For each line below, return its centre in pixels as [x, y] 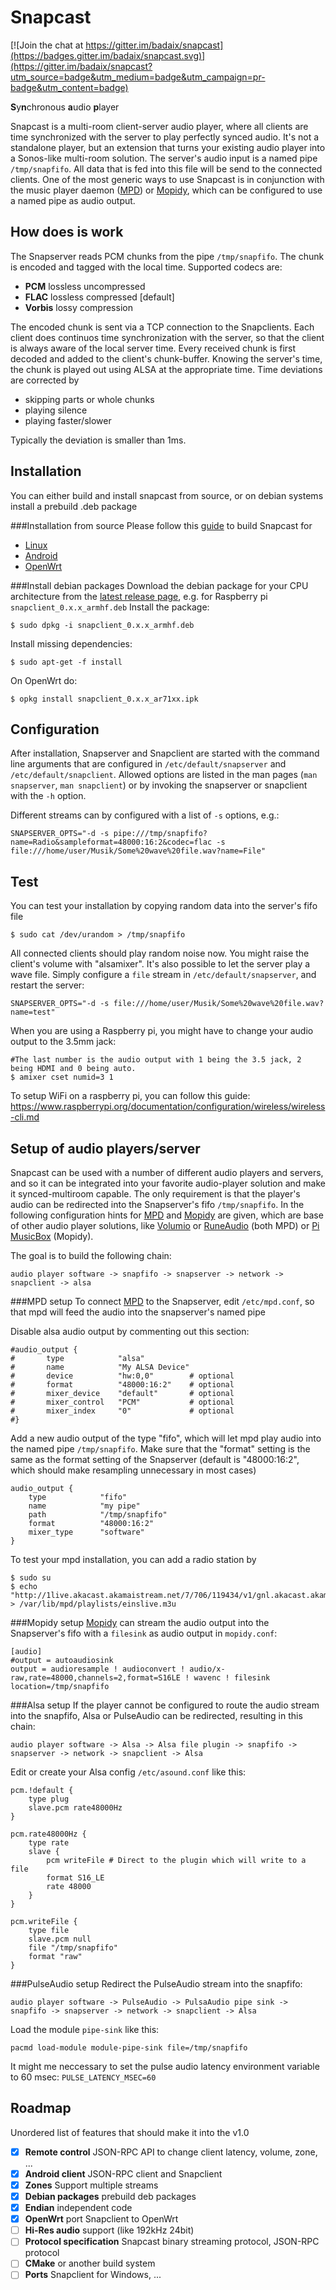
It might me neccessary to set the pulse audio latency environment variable [165, 2066]
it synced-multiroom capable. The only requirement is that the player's [155, 1194]
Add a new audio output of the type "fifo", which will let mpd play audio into [166, 1438]
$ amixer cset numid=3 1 [62, 1077]
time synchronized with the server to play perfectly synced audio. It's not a [165, 137]
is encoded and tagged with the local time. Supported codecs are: [146, 267]
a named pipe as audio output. [73, 200]
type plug [49, 1799]
